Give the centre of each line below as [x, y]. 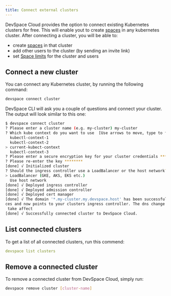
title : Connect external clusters [42, 10]
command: [17, 90]
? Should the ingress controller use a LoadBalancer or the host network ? [86, 171]
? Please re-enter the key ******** [44, 162]
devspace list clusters [31, 251]
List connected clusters [44, 230]
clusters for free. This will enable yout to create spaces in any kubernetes [82, 30]
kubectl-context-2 [30, 142]
